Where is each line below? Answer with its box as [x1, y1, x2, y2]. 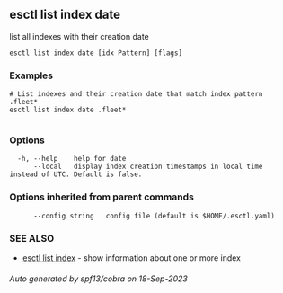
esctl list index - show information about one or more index [22, 253, 241, 263]
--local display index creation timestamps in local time [32, 162, 263, 172]
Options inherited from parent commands [9, 191, 195, 203]
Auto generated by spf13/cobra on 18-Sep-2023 [9, 273, 189, 284]
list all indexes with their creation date [9, 31, 150, 41]
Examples [9, 69, 54, 82]
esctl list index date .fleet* [9, 105, 127, 115]
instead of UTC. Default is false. [9, 170, 143, 179]
